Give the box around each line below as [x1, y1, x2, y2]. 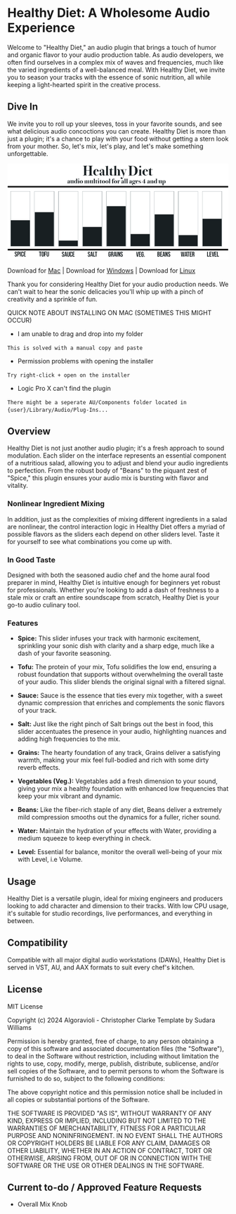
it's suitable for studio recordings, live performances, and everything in [7, 909, 213, 918]
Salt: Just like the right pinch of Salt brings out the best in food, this [17, 720, 214, 728]
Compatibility [7, 937, 68, 949]
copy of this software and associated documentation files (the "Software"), [7, 1044, 225, 1052]
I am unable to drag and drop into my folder [17, 329, 144, 338]
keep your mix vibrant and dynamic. [17, 792, 122, 801]
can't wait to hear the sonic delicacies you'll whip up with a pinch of [7, 287, 204, 296]
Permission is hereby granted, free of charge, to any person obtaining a [7, 1037, 214, 1045]
